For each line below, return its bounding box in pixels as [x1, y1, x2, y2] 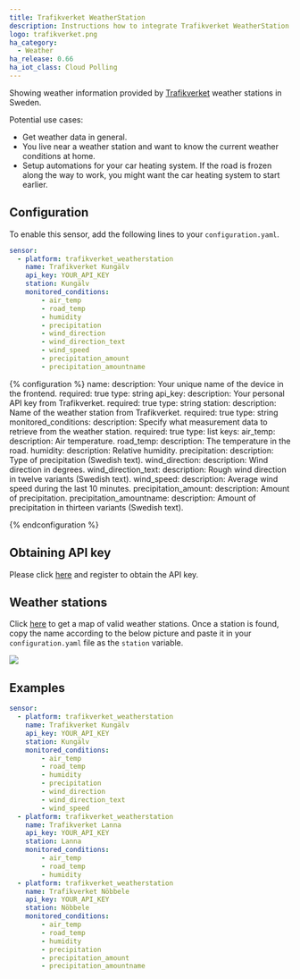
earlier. [21, 179, 48, 190]
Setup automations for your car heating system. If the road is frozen [21, 160, 272, 171]
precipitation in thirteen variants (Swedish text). [9, 502, 184, 512]
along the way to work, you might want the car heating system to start [21, 169, 280, 180]
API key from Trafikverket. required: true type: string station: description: [9, 397, 277, 408]
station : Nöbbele [25, 904, 90, 913]
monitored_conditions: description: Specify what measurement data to [9, 417, 268, 427]
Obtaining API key [9, 545, 112, 561]
